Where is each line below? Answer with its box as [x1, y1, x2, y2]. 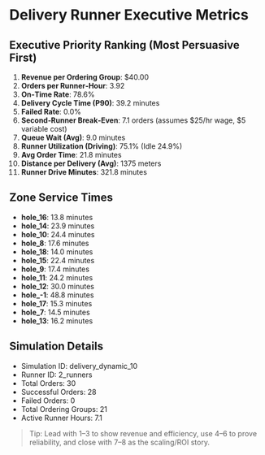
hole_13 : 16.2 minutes [20, 315, 93, 326]
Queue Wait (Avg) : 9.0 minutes [20, 132, 126, 142]
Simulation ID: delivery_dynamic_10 [20, 361, 137, 370]
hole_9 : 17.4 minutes [20, 264, 90, 274]
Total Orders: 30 [20, 378, 76, 388]
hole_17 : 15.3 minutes [20, 298, 93, 308]
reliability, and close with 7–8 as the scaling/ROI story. [28, 437, 211, 447]
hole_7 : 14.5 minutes [20, 307, 90, 317]
